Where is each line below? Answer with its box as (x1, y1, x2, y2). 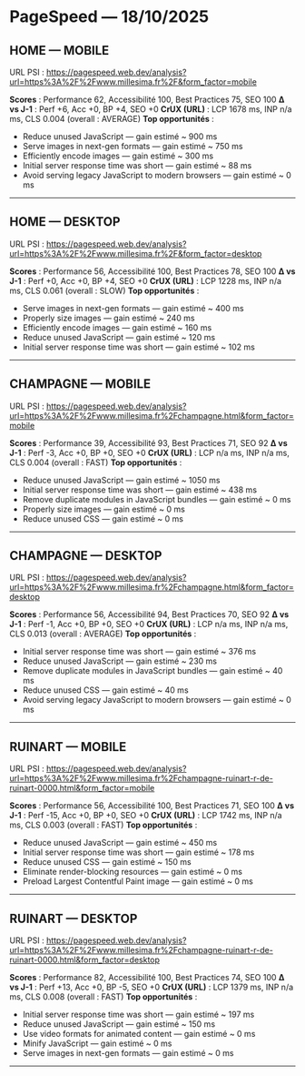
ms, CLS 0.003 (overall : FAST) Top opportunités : (9, 819, 198, 830)
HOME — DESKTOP (9, 214, 121, 229)
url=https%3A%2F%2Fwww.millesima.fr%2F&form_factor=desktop (9, 248, 262, 259)
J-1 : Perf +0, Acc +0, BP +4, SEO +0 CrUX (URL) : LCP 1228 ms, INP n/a (9, 275, 282, 286)
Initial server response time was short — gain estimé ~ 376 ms (22, 646, 257, 657)
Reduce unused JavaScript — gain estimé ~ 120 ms (22, 331, 216, 342)
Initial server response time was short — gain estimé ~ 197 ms (22, 1009, 255, 1020)
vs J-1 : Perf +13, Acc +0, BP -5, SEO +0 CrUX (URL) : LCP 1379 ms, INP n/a (9, 981, 294, 993)
